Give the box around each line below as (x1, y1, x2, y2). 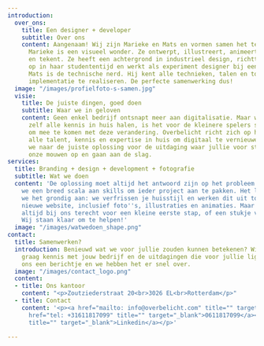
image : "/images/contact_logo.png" (14, 267, 132, 275)
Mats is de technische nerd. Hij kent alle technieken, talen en (28, 70, 247, 78)
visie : (14, 92, 36, 100)
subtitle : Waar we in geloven (21, 107, 121, 115)
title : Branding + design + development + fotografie (14, 165, 195, 173)
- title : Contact (14, 296, 72, 304)
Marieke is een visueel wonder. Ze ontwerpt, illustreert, (28, 48, 226, 56)
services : (7, 158, 40, 166)
